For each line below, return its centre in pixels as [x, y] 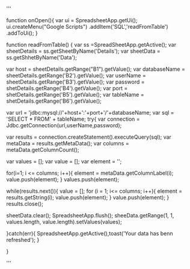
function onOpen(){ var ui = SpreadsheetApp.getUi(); [72, 20]
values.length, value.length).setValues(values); [64, 222]
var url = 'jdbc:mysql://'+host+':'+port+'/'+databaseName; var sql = [90, 113]
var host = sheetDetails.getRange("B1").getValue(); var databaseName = [96, 69]
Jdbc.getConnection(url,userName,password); [64, 125]
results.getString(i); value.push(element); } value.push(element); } [88, 197]
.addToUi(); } [22, 33]
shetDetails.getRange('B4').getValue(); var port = [67, 88]
